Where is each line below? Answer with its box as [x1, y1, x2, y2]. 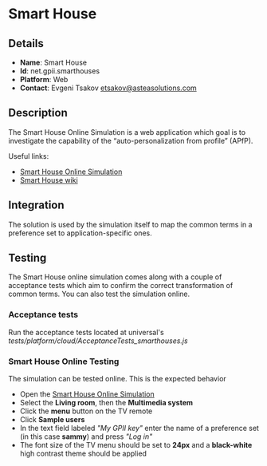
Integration [8, 199, 65, 212]
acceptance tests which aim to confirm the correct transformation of [8, 281, 234, 290]
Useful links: [8, 151, 49, 160]
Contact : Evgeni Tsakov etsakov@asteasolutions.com [19, 83, 197, 93]
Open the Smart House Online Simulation [19, 389, 155, 399]
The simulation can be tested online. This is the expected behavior [8, 374, 227, 384]
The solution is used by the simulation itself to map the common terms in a [8, 219, 253, 229]
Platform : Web [19, 75, 69, 84]
